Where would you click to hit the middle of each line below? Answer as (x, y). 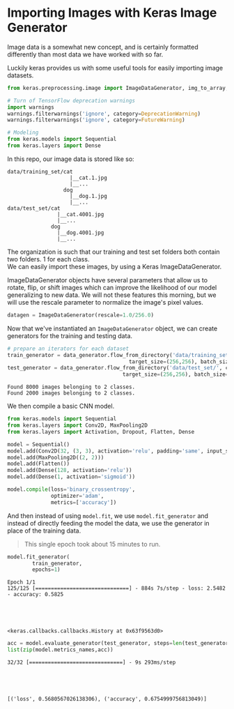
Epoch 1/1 (22, 582)
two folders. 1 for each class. (48, 259)
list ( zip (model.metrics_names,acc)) (60, 650)
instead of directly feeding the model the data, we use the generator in (109, 523)
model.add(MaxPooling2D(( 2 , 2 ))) (56, 457)
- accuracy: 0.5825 (36, 595)
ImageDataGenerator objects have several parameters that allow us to (107, 280)
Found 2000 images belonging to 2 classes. (71, 393)
